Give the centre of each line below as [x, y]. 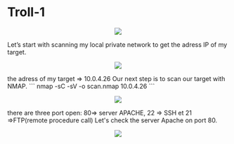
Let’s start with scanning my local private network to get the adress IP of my [117, 44]
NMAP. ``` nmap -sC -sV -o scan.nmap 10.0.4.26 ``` [81, 86]
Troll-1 [26, 12]
